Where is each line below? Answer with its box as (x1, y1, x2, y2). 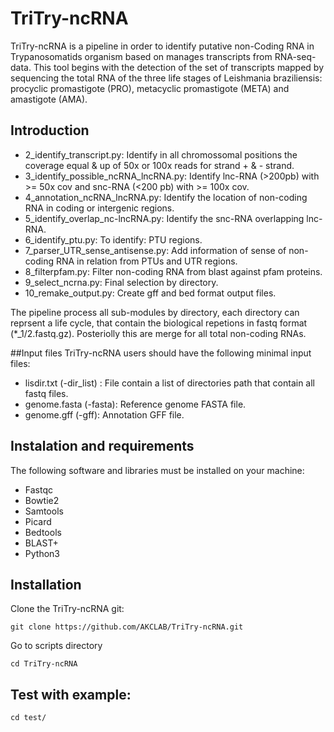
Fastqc (24, 483, 53, 496)
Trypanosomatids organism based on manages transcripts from (10, 50, 273, 62)
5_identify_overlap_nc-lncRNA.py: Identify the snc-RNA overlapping (24, 212, 305, 224)
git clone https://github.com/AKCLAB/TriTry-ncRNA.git (10, 622, 244, 632)
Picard (24, 515, 52, 527)
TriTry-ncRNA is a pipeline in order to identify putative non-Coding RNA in (10, 40, 315, 52)
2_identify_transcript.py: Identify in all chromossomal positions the (24, 148, 298, 161)
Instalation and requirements (10, 438, 195, 455)
